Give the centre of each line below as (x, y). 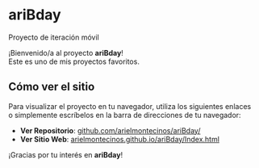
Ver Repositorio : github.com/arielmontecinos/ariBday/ (110, 130)
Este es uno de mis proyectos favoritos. (74, 61)
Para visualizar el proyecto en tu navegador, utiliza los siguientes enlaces (130, 106)
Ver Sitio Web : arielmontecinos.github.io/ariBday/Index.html (120, 139)
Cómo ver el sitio (52, 87)
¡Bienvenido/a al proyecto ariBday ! (66, 52)
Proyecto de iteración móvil (54, 37)
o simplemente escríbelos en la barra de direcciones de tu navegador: (125, 115)
